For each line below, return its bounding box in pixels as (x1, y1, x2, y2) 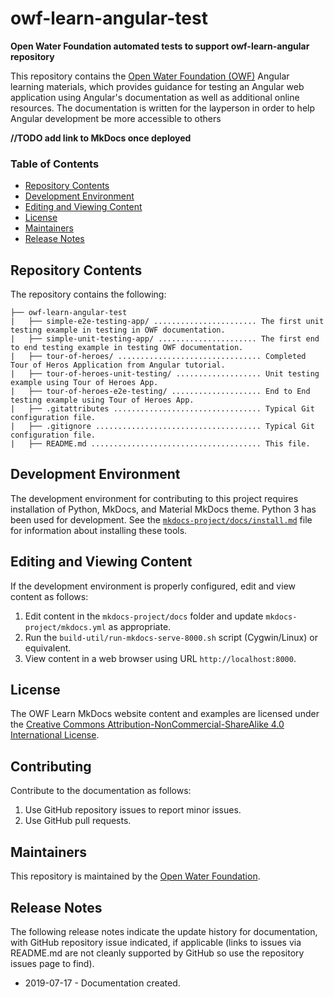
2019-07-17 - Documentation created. (24, 977, 181, 989)
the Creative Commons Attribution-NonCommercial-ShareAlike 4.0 (10, 718, 285, 731)
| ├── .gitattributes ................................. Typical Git (10, 404, 315, 414)
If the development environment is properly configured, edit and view (10, 580, 296, 592)
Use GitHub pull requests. (24, 815, 132, 827)
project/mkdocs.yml (24, 622, 107, 632)
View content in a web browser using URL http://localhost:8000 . (24, 652, 297, 664)
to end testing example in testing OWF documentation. (10, 343, 244, 353)
